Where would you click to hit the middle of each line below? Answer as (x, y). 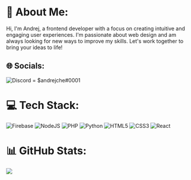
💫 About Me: (37, 12)
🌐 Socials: (26, 66)
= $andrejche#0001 (56, 80)
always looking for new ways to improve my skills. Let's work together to (95, 41)
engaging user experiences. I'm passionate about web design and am (91, 34)
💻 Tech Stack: (43, 105)
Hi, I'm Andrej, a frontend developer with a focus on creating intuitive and (96, 28)
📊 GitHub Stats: (47, 151)
